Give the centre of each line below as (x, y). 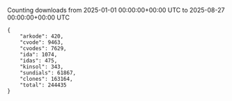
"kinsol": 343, (42, 67)
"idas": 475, (39, 61)
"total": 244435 (44, 85)
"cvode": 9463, (42, 42)
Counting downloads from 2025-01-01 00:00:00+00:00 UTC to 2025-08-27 (116, 10)
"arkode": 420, (42, 36)
